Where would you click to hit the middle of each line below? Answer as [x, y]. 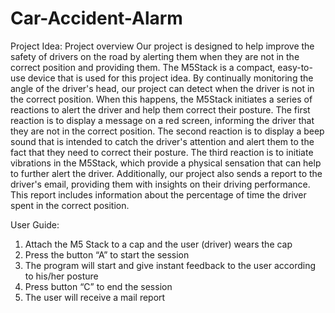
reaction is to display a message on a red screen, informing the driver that [162, 120]
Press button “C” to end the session [98, 286]
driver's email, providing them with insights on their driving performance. [160, 184]
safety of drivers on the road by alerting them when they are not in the [155, 56]
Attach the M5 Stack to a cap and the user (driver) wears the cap [158, 244]
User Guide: [35, 224]
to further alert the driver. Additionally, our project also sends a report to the [166, 173]
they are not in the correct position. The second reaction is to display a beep [167, 131]
